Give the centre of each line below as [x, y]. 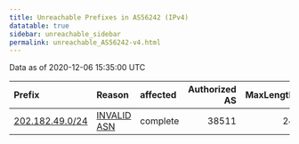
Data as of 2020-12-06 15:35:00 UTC [77, 68]
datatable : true [39, 26]
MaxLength [270, 95]
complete [160, 121]
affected [158, 95]
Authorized [213, 90]
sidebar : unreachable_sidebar [65, 34]
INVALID [114, 116]
